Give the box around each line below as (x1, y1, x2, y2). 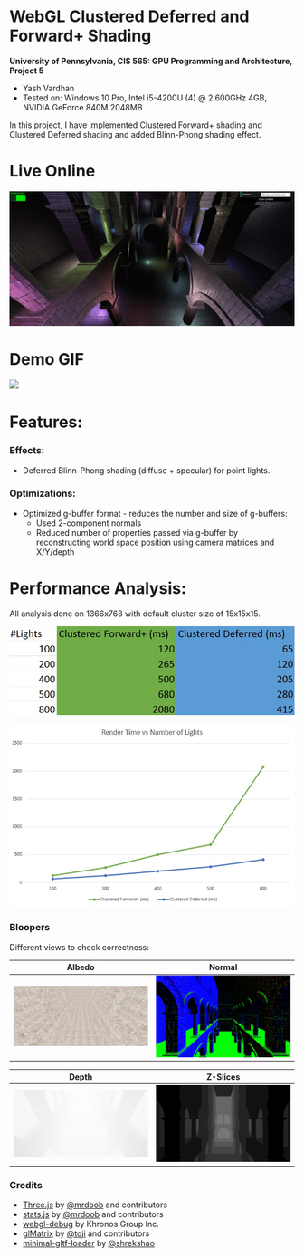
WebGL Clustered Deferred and (9, 6, 250, 27)
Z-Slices (206, 1071, 241, 1082)
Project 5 (9, 65, 44, 76)
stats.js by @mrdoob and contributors (22, 1209, 165, 1220)
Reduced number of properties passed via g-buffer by (35, 527, 238, 538)
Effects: (9, 444, 45, 457)
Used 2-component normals (35, 518, 142, 529)
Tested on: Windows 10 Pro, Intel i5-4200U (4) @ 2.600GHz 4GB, (22, 92, 267, 103)
